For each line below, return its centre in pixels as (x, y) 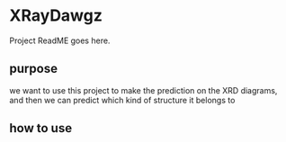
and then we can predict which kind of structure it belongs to (122, 100)
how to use (41, 128)
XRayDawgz (56, 16)
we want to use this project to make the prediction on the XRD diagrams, (143, 90)
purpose (34, 69)
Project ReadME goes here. (60, 40)
